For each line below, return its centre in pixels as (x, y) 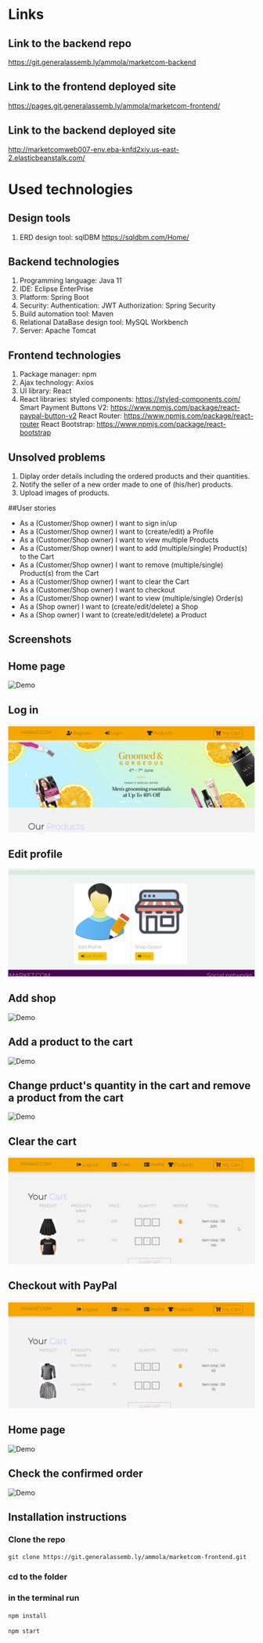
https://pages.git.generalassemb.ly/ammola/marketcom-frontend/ (114, 106)
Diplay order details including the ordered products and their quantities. (135, 476)
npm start (24, 1631)
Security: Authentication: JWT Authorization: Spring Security (117, 306)
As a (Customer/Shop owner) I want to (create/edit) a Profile (116, 532)
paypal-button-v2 (48, 416)
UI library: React (45, 391)
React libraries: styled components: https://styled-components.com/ (130, 399)
